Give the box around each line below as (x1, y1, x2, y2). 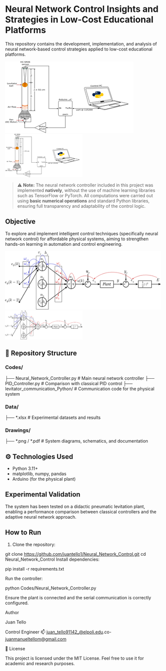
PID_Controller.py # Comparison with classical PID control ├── (5, 380, 133, 386)
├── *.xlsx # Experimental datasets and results (5, 414, 101, 420)
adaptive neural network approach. (5, 514, 77, 520)
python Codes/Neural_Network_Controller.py (5, 585, 96, 591)
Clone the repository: (12, 541, 56, 547)
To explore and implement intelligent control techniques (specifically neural (5, 230, 158, 236)
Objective (5, 218, 36, 226)
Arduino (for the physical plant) (12, 476, 76, 482)
